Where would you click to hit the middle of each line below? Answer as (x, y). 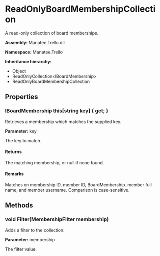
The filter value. (21, 249)
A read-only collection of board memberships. (52, 33)
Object (19, 71)
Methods (19, 205)
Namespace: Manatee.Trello (34, 52)
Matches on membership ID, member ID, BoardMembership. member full (79, 185)
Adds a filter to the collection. (35, 230)
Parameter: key (21, 131)
